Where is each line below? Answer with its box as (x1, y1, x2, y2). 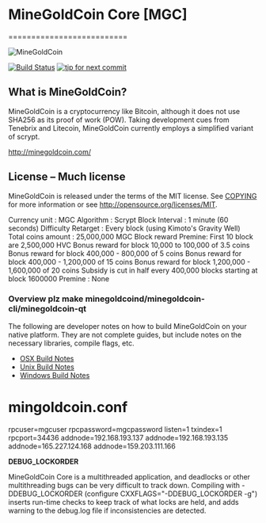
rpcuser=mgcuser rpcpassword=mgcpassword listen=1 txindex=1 (8, 424, 222, 433)
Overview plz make (8, 293, 84, 304)
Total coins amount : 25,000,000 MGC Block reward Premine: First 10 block (8, 231, 253, 241)
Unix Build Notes (19, 362, 75, 372)
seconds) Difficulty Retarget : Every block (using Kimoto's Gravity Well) (8, 223, 241, 233)
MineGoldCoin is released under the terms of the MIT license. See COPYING (8, 191, 257, 200)
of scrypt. (8, 132, 40, 141)
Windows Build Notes (19, 370, 90, 380)
